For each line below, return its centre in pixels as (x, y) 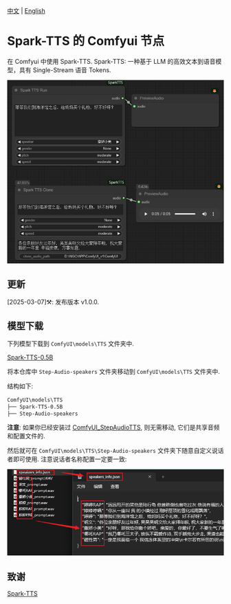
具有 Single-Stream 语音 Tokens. (65, 70)
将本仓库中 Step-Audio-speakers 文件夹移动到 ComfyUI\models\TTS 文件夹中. (113, 372)
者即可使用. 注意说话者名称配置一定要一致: (67, 459)
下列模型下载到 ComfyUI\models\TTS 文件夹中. (70, 344)
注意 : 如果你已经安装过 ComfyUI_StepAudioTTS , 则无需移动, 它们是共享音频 (113, 427)
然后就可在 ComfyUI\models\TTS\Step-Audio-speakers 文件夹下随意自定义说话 (115, 451)
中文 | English (26, 11)
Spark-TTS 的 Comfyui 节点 (86, 41)
